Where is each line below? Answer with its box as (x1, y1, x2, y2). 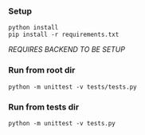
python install (8, 24, 59, 32)
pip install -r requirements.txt (8, 30, 120, 39)
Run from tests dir (8, 101, 80, 113)
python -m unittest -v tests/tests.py (8, 82, 137, 91)
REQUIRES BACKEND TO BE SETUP (8, 45, 126, 54)
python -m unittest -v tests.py (8, 119, 116, 127)
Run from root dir (8, 65, 76, 76)
